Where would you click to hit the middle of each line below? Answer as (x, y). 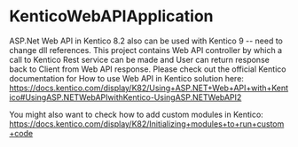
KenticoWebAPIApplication (112, 16)
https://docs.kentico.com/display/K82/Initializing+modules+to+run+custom (147, 124)
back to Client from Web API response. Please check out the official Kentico (148, 69)
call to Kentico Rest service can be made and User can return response (140, 59)
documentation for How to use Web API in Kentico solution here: (126, 78)
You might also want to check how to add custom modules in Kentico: (136, 114)
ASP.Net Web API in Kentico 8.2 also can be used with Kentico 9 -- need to (146, 41)
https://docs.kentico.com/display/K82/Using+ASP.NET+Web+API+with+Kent (149, 88)
